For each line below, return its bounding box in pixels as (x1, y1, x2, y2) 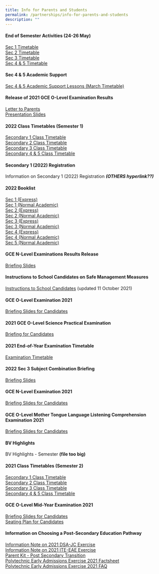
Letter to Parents (5, 106, 41, 112)
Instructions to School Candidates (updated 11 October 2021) (5, 285, 133, 291)
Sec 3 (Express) (5, 218, 39, 224)
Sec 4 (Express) (5, 229, 39, 235)
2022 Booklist (5, 185, 36, 191)
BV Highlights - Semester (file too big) (5, 451, 86, 457)
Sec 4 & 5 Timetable (5, 60, 48, 66)
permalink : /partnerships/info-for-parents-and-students (5, 12, 129, 17)
